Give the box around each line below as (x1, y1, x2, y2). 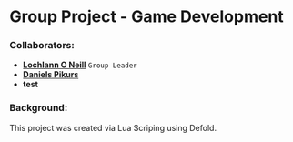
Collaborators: (9, 39, 75, 52)
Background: (9, 102, 68, 115)
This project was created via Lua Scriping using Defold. (9, 122, 217, 133)
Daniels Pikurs (22, 69, 79, 80)
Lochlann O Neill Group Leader (22, 59, 138, 70)
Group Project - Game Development (9, 6, 284, 27)
